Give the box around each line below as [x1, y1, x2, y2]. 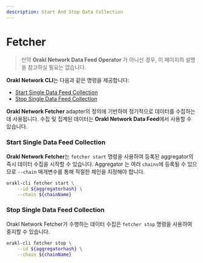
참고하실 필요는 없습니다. [27, 63, 87, 70]
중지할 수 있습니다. [6, 228, 50, 235]
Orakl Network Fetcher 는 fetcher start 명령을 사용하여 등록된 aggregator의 [6, 152, 194, 160]
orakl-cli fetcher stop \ [6, 240, 72, 246]
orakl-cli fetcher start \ [6, 180, 75, 186]
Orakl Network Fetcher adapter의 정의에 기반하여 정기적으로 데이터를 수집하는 [6, 108, 196, 115]
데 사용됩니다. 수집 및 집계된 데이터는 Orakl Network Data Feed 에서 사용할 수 [6, 115, 192, 122]
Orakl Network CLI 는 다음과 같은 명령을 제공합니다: [6, 77, 130, 84]
